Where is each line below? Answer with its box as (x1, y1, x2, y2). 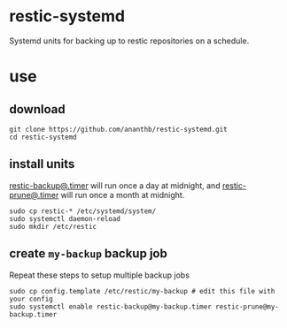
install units (9, 156, 75, 172)
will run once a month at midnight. (60, 189, 185, 200)
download (9, 102, 66, 117)
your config (9, 294, 53, 303)
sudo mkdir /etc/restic (9, 222, 97, 231)
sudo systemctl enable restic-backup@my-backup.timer (9, 302, 213, 311)
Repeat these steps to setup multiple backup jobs (9, 270, 190, 280)
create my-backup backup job (9, 246, 168, 262)
